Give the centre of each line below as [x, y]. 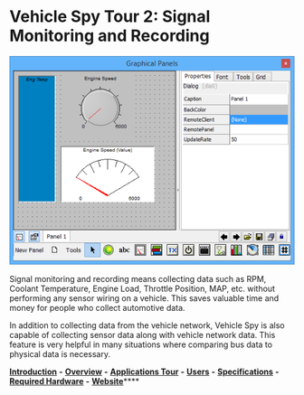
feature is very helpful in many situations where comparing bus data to [141, 344]
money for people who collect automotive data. [97, 307]
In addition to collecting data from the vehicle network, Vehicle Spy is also [147, 325]
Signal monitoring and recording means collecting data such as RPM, [138, 278]
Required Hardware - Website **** [75, 381]
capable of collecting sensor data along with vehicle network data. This [142, 334]
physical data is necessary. [60, 353]
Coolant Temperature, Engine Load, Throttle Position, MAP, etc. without [142, 288]
